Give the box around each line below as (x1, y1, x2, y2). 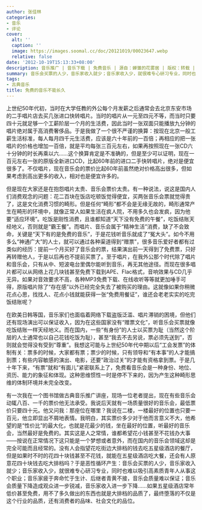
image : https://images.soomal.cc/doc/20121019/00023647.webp (11, 48, 168, 54)
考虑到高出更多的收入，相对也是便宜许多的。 (11, 172, 122, 180)
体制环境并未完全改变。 (16, 379, 75, 386)
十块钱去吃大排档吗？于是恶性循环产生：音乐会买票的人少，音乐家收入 (22, 459, 196, 467)
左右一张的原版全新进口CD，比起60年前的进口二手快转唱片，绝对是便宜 (16, 157, 194, 165)
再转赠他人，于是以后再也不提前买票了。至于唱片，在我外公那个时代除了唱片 (6, 253, 196, 260)
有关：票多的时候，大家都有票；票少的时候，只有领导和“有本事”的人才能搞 (11, 348, 195, 356)
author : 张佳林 (6, 8, 41, 15)
